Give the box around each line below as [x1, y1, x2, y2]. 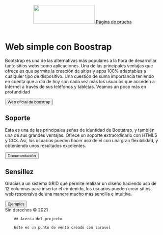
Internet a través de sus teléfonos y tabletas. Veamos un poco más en [5, 84, 146, 89]
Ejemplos [7, 202, 25, 207]
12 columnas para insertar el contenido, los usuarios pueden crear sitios [5, 186, 151, 192]
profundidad [5, 88, 30, 95]
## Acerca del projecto [14, 216, 63, 222]
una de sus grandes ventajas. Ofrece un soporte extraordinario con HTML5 [5, 132, 157, 138]
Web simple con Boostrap [5, 41, 112, 52]
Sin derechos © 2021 [5, 207, 48, 213]
